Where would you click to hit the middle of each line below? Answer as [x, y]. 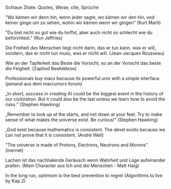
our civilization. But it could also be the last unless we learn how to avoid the [85, 99]
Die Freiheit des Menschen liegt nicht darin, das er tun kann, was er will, [81, 48]
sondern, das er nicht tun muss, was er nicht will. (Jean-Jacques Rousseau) [85, 53]
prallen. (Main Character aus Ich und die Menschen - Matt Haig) [72, 166]
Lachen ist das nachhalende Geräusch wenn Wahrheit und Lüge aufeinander [85, 160]
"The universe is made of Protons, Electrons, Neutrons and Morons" [77, 145]
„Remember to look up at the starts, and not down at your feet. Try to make [84, 114]
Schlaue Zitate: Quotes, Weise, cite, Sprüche [52, 7]
